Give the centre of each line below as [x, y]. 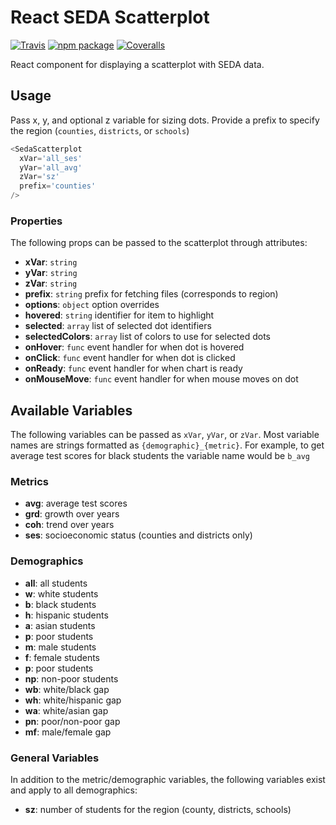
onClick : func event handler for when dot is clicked [130, 358]
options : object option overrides [92, 305]
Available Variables [71, 410]
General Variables [55, 758]
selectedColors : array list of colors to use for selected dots [148, 337]
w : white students [61, 593]
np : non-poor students [71, 678]
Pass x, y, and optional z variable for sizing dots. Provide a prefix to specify [165, 120]
